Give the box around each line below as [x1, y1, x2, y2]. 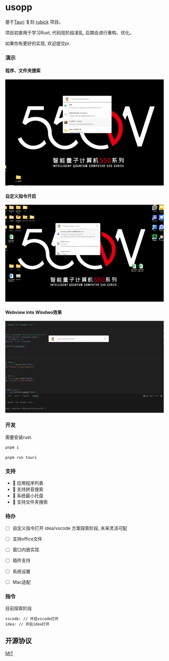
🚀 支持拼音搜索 [12, 486, 44, 492]
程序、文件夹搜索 [5, 68, 41, 74]
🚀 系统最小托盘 [12, 493, 44, 498]
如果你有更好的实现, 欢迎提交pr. [5, 40, 70, 46]
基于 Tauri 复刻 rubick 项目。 [5, 19, 63, 25]
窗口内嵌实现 [12, 547, 39, 553]
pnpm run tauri [5, 455, 37, 460]
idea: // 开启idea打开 [5, 622, 50, 627]
